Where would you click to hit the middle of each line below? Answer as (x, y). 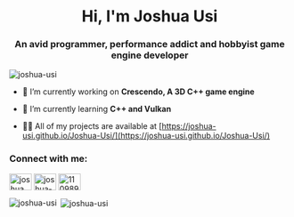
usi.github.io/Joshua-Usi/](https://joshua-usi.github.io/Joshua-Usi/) (146, 136)
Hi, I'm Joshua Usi (150, 16)
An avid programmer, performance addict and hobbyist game (150, 44)
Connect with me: (49, 159)
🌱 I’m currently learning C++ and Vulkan (97, 109)
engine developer (150, 55)
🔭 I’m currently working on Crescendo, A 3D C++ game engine (139, 92)
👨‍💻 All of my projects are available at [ (92, 126)
